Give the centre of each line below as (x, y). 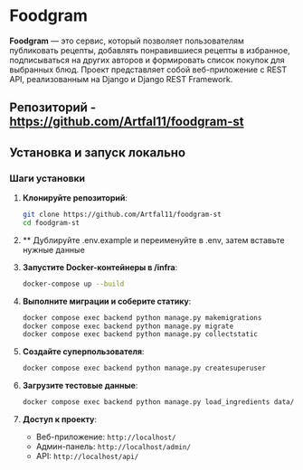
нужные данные (54, 249)
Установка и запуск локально (98, 152)
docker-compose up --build (73, 284)
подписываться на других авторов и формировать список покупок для (147, 60)
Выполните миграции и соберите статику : (107, 301)
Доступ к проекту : (60, 419)
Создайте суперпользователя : (83, 352)
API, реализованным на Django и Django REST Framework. (121, 79)
